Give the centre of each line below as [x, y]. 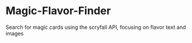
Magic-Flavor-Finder [58, 11]
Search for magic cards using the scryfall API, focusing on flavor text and [96, 27]
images [15, 33]
